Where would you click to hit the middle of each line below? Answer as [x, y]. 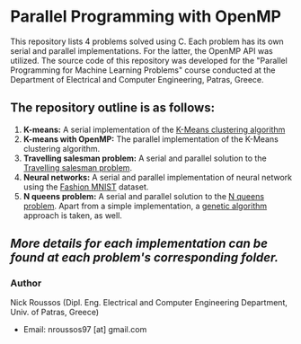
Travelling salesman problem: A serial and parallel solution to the [145, 158]
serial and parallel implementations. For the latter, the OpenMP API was [142, 50]
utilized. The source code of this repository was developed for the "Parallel [149, 60]
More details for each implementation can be [139, 244]
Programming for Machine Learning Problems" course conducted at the [143, 70]
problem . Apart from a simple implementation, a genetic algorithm [145, 206]
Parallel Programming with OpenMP [146, 17]
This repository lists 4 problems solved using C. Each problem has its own [147, 41]
